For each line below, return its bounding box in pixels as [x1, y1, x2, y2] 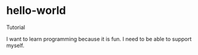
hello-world [6, 4, 67, 18]
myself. [6, 42, 25, 49]
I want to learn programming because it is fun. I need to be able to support [6, 35, 192, 42]
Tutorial [6, 24, 25, 31]
